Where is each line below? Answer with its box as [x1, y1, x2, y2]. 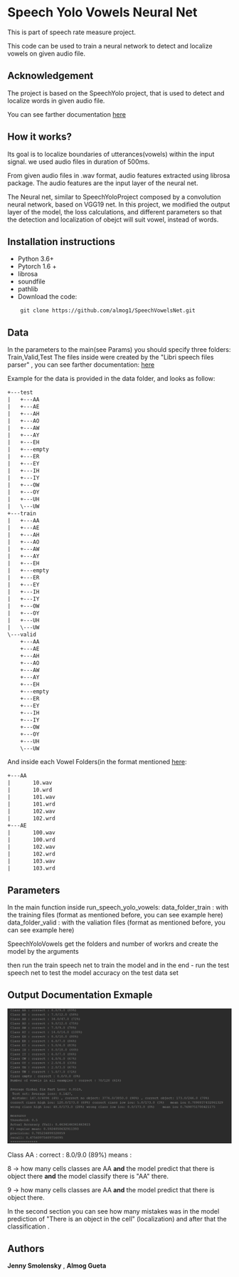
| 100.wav [7, 829, 55, 837]
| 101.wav [7, 793, 55, 801]
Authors [7, 1242, 45, 1254]
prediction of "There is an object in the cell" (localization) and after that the [7, 1214, 227, 1223]
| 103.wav [7, 858, 55, 865]
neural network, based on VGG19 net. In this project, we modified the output [7, 200, 230, 209]
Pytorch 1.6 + [17, 262, 57, 271]
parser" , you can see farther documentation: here [7, 360, 155, 369]
